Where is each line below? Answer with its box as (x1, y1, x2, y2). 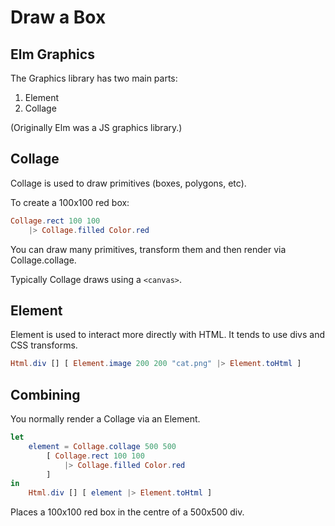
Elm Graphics (10, 46, 95, 63)
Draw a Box (10, 6, 107, 29)
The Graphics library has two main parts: (10, 72, 178, 84)
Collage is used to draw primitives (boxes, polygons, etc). (10, 177, 247, 189)
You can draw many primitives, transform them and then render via (10, 243, 287, 255)
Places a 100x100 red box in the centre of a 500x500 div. (10, 506, 245, 518)
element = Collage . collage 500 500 (28, 441, 177, 451)
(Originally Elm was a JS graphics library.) (10, 122, 183, 133)
